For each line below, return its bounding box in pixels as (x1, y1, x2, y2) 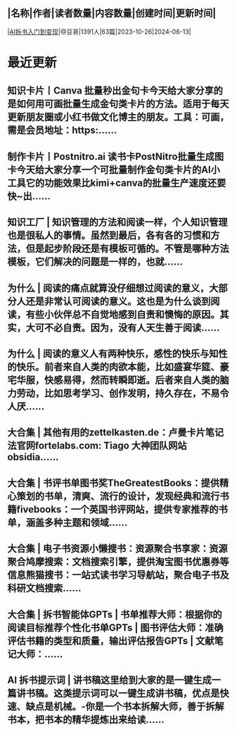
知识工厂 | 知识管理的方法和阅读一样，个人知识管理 (7, 216, 228, 228)
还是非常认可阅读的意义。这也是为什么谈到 (25, 295, 211, 307)
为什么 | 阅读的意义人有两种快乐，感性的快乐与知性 (7, 348, 228, 360)
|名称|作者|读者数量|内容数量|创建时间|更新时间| (7, 7, 217, 20)
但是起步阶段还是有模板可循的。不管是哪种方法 (25, 243, 229, 255)
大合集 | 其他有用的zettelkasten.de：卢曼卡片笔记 (7, 427, 224, 438)
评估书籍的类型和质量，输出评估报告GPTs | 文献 (7, 635, 214, 647)
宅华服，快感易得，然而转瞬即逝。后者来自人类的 (7, 374, 220, 386)
